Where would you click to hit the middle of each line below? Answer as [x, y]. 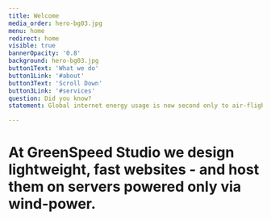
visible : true [32, 46]
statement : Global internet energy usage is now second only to [119, 106]
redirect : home [34, 38]
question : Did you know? [50, 98]
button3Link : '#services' [52, 91]
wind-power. [52, 204]
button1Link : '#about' [46, 76]
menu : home [27, 31]
